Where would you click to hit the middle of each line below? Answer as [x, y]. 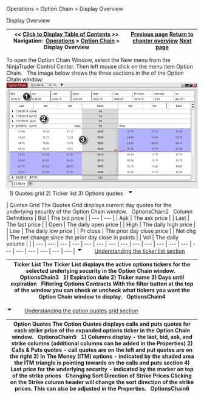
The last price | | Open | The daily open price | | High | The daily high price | [101, 224]
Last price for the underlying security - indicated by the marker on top [102, 369]
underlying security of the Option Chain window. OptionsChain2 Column [100, 211]
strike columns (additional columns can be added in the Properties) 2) [102, 343]
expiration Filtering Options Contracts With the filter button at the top [102, 284]
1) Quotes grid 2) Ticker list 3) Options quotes [66, 193]
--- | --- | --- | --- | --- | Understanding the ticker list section [100, 251]
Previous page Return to [162, 34]
